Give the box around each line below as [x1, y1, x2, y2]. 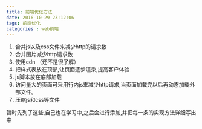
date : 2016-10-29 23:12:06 [6, 15, 74, 21]
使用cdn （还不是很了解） [15, 58, 80, 65]
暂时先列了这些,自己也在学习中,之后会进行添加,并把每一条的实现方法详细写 [6, 109, 192, 116]
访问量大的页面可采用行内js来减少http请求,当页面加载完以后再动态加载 [15, 81, 190, 88]
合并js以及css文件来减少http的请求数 [15, 43, 107, 50]
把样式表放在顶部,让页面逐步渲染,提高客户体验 [15, 66, 130, 73]
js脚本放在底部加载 [15, 73, 62, 81]
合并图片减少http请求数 [15, 51, 73, 58]
